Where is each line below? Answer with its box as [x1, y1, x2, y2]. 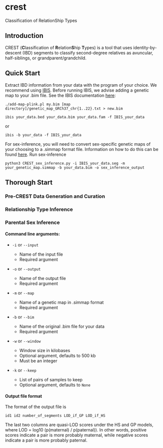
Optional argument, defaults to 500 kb [19, 353, 96, 358]
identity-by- [133, 44, 157, 50]
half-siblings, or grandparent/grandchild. [5, 55, 87, 61]
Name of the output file [19, 275, 66, 281]
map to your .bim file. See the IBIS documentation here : [5, 92, 116, 98]
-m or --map [12, 290, 35, 296]
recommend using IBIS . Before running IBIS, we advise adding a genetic [5, 87, 149, 93]
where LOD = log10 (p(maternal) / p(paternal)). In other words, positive [5, 427, 147, 433]
